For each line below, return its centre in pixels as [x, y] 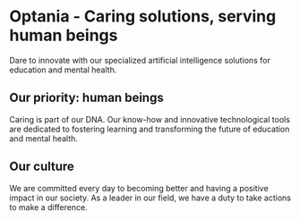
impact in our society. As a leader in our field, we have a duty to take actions [150, 198]
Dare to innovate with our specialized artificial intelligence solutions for [140, 60]
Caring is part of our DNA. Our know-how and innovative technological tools [150, 119]
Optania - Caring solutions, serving [143, 17]
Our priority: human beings [86, 98]
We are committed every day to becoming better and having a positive [139, 188]
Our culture [42, 167]
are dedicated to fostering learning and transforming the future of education [150, 129]
